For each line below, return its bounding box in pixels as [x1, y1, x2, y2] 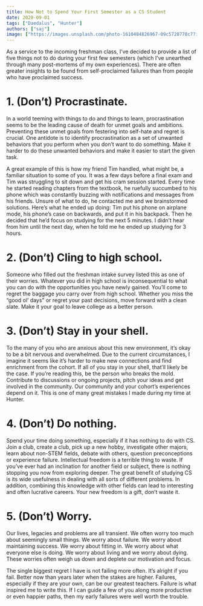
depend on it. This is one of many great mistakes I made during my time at [6, 389, 192, 397]
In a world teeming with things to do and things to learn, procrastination [6, 115, 184, 122]
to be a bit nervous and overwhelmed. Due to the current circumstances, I [6, 351, 190, 358]
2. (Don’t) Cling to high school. [6, 251, 163, 265]
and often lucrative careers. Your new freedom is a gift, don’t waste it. [6, 488, 180, 495]
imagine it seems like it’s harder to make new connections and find [6, 357, 172, 364]
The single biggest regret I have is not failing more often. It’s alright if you [6, 567, 188, 574]
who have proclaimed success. [6, 74, 83, 81]
